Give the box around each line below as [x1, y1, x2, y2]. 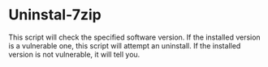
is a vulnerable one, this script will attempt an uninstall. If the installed [8, 40, 241, 50]
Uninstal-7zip [8, 6, 102, 24]
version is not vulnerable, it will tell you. [8, 49, 140, 59]
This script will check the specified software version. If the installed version [8, 32, 262, 42]
